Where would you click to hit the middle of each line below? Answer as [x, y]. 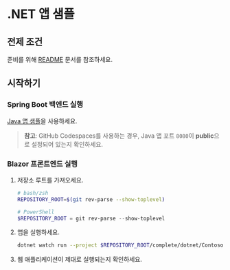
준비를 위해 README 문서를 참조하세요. [60, 60]
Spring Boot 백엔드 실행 [45, 105]
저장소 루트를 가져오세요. [50, 180]
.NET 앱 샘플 [41, 14]
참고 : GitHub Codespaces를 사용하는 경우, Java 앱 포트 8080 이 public [119, 136]
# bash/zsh [33, 193]
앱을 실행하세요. [38, 232]
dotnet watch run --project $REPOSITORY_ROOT [83, 245]
